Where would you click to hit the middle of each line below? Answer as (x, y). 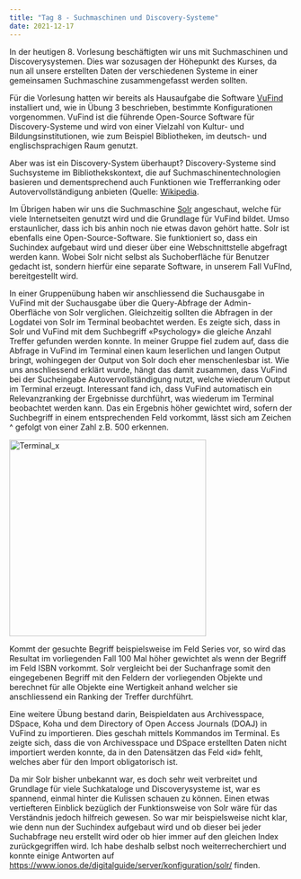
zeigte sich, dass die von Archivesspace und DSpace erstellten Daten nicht (148, 742)
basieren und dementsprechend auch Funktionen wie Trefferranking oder (145, 182)
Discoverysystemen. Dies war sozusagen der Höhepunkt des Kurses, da (143, 61)
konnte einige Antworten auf (62, 856)
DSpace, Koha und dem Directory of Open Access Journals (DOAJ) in (138, 724)
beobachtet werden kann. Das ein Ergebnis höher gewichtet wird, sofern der (151, 408)
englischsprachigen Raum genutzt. (74, 146)
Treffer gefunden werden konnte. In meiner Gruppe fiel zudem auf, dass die (149, 341)
